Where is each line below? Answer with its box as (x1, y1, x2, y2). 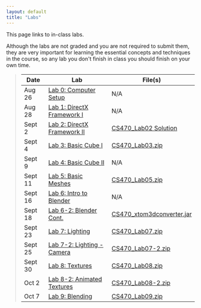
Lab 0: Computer (48, 86, 96, 94)
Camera (48, 248, 71, 256)
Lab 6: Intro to (48, 189, 88, 197)
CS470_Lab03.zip (111, 141, 163, 150)
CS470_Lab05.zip (111, 175, 163, 184)
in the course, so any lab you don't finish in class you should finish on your (6, 55, 190, 62)
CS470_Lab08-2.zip (111, 279, 170, 287)
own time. (6, 61, 31, 69)
